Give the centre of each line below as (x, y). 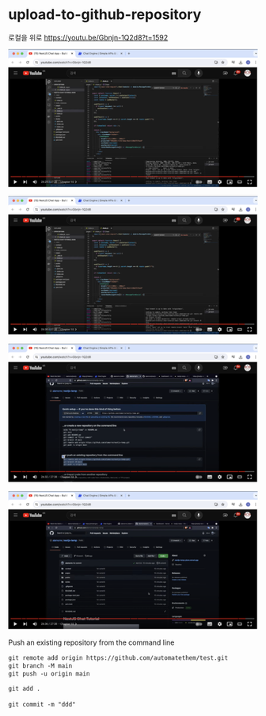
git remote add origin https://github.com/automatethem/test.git (118, 658)
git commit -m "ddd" (42, 705)
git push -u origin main (49, 674)
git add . (25, 689)
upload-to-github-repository (105, 15)
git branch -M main (40, 666)
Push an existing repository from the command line (91, 642)
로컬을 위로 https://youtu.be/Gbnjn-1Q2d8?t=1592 (88, 37)
